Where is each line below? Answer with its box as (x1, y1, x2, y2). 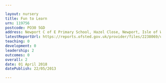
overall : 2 (5, 57, 28, 62)
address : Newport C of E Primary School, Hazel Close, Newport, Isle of (5, 30, 158, 35)
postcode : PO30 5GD (5, 25, 45, 30)
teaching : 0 (5, 39, 30, 44)
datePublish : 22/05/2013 (5, 66, 56, 71)
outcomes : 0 (5, 53, 30, 57)
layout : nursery (5, 11, 39, 16)
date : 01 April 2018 (5, 62, 48, 67)
